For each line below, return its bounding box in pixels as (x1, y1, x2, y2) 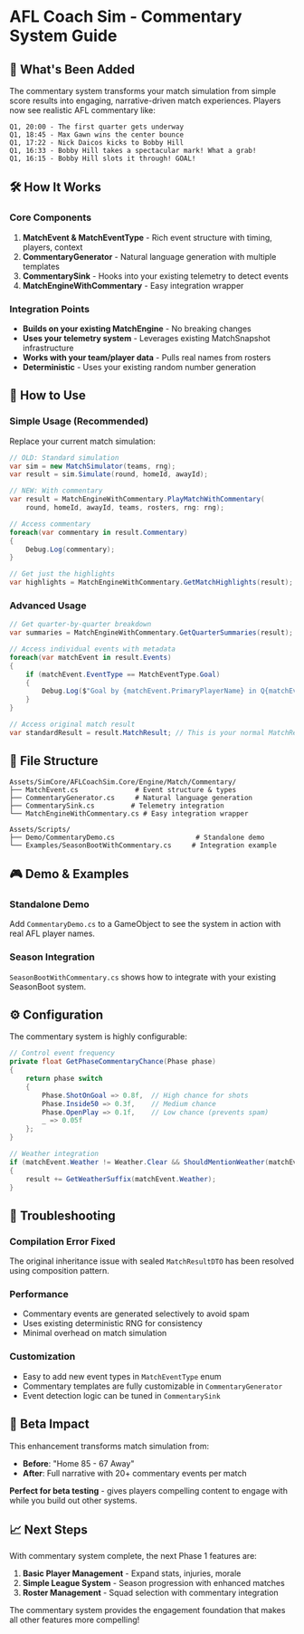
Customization (9, 1351, 76, 1363)
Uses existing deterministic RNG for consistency (22, 1318, 204, 1329)
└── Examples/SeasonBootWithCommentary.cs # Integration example (9, 840, 278, 850)
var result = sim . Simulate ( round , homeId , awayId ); (9, 470, 208, 479)
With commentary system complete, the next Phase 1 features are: (9, 1551, 258, 1562)
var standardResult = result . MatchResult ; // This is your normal (9, 728, 265, 737)
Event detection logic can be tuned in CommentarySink (22, 1390, 221, 1400)
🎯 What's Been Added (9, 62, 136, 77)
